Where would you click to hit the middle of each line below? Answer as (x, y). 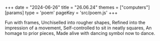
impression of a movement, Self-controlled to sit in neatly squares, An (78, 28)
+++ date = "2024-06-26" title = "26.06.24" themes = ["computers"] (77, 7)
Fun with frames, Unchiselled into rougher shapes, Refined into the (75, 23)
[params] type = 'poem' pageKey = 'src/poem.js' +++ (61, 13)
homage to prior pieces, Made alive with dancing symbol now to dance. (80, 33)
